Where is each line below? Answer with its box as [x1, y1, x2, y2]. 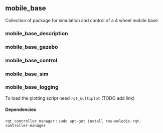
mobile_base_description [5, 30, 68, 37]
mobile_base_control [5, 57, 58, 64]
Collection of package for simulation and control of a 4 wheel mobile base [5, 17, 158, 23]
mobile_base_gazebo [5, 43, 58, 50]
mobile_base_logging [5, 84, 59, 91]
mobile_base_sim [5, 70, 49, 77]
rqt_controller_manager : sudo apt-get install [5, 118, 104, 123]
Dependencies [5, 106, 37, 112]
